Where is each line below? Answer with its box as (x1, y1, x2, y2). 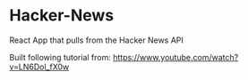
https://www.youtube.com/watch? (113, 52, 239, 62)
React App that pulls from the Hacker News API (9, 35, 184, 45)
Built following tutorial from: (9, 52, 112, 62)
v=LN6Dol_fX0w (9, 61, 70, 72)
